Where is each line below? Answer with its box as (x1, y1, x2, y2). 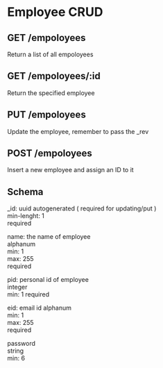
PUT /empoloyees (7, 109, 87, 121)
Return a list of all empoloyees (7, 50, 94, 58)
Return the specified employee (7, 88, 95, 97)
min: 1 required (7, 290, 50, 299)
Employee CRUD (7, 4, 103, 20)
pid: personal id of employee (7, 276, 89, 284)
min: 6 (7, 354, 26, 362)
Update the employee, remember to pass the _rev (7, 127, 149, 135)
